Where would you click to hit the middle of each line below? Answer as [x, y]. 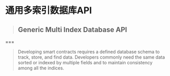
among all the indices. [41, 68]
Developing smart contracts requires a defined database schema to [89, 52]
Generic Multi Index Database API [72, 29]
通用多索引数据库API [48, 10]
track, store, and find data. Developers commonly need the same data [91, 57]
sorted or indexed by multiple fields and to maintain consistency [85, 62]
